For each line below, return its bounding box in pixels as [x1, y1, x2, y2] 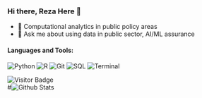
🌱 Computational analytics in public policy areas [17, 23, 158, 31]
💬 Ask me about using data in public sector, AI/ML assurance [17, 30, 196, 38]
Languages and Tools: [7, 46, 74, 54]
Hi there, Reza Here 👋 [7, 6, 81, 16]
